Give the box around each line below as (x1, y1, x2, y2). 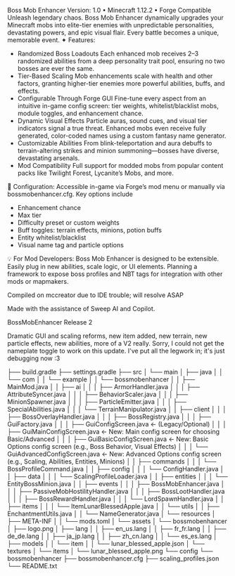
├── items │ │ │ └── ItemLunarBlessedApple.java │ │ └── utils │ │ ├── (7, 502, 220, 510)
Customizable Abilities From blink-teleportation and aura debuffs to (17, 139, 212, 147)
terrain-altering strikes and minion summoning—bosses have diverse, (17, 147, 220, 155)
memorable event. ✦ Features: (7, 36, 96, 44)
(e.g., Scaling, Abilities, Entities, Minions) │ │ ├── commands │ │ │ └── (7, 457, 217, 466)
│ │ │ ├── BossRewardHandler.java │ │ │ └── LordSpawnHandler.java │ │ (7, 495, 225, 503)
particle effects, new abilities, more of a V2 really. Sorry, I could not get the (7, 339, 224, 347)
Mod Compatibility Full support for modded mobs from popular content (17, 162, 224, 169)
